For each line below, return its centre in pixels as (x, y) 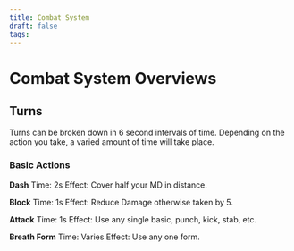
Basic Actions (40, 165)
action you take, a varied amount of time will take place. (112, 142)
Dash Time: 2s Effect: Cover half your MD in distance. (109, 185)
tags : (19, 34)
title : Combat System (50, 17)
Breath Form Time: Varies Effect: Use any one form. (105, 237)
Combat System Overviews (113, 78)
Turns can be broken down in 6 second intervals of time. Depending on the (147, 133)
